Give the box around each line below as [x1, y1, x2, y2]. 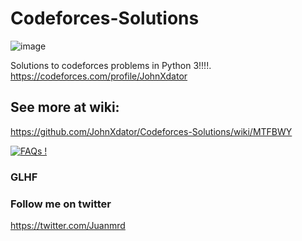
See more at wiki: [10, 99, 120, 116]
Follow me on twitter [10, 197, 112, 211]
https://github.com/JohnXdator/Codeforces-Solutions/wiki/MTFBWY [10, 125, 293, 137]
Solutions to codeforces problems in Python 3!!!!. [10, 59, 212, 71]
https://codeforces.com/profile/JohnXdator [10, 70, 188, 82]
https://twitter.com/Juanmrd [10, 219, 126, 231]
